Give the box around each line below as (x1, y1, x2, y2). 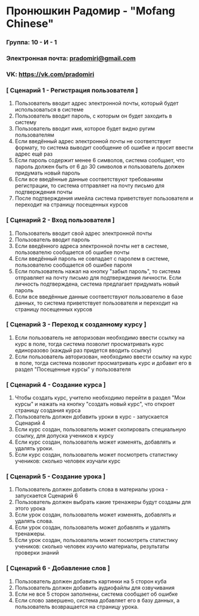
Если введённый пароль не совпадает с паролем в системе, (14, 255, 170, 262)
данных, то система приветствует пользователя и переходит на (14, 299, 178, 307)
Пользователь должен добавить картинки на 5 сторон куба (14, 577, 167, 585)
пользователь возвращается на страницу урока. (14, 603, 139, 610)
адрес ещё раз (14, 150, 53, 157)
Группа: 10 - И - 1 (6, 38, 57, 47)
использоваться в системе (14, 106, 84, 113)
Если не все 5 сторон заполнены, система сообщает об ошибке (14, 590, 178, 598)
